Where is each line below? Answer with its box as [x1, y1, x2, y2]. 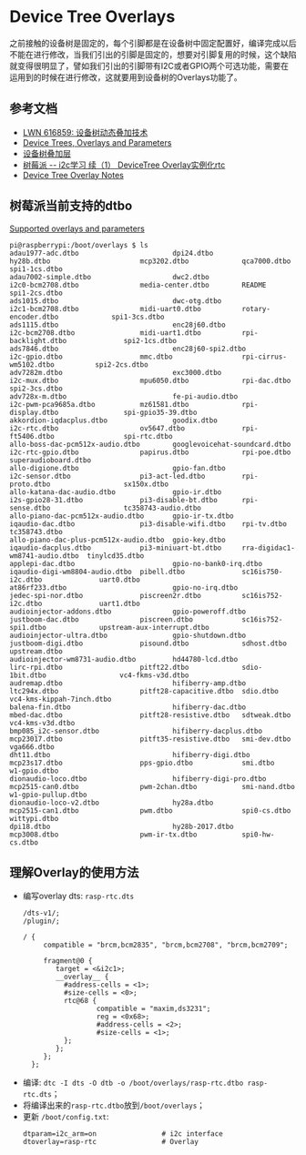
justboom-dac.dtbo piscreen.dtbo [9, 614, 194, 624]
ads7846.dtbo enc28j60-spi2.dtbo [9, 344, 247, 353]
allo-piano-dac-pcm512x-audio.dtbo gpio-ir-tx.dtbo [9, 512, 234, 521]
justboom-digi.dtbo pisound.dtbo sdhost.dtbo [9, 639, 287, 648]
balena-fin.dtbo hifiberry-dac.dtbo [9, 703, 247, 712]
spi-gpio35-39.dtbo [123, 408, 198, 417]
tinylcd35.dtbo [87, 551, 145, 561]
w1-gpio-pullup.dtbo [9, 790, 88, 799]
